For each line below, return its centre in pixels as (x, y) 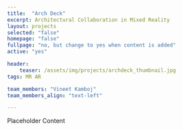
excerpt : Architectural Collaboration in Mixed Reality (88, 20)
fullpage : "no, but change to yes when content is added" (91, 45)
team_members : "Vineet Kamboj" (52, 89)
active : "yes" (27, 52)
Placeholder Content (36, 121)
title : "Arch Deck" (37, 13)
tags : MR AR (24, 77)
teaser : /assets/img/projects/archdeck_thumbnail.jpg (98, 70)
